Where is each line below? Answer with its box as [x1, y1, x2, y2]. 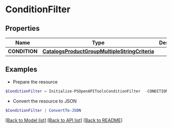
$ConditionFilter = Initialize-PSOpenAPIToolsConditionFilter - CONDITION [5, 89, 168, 94]
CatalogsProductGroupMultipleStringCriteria [42, 48, 155, 55]
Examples [5, 65, 37, 74]
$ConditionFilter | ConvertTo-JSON [5, 108, 81, 113]
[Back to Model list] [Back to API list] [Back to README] [5, 117, 123, 123]
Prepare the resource [12, 78, 58, 85]
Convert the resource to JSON [12, 98, 77, 104]
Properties [5, 24, 40, 33]
